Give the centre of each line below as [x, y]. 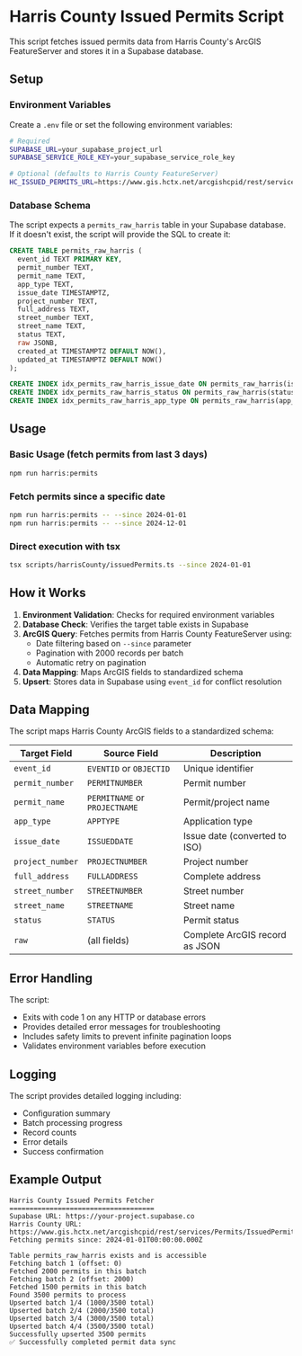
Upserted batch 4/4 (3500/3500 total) [82, 1326]
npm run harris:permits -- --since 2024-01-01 [98, 514]
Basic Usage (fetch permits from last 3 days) [109, 454]
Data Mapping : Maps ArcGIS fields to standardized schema [133, 672]
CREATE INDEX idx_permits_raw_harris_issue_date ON [108, 384]
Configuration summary [66, 1113]
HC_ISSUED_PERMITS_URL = [54, 183]
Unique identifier [218, 769]
